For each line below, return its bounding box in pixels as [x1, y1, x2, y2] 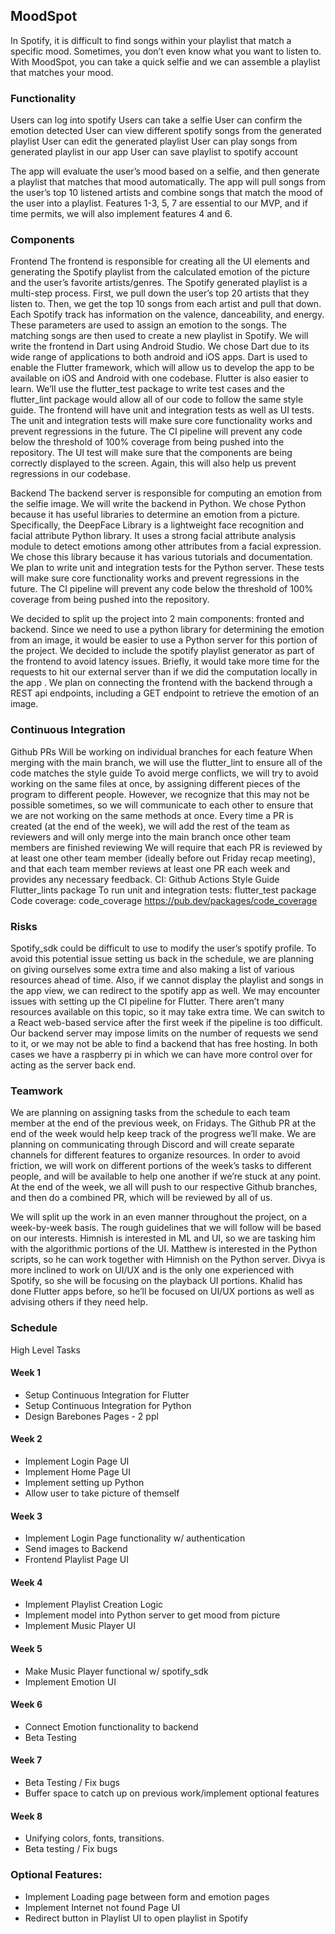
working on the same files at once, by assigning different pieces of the [10, 777, 301, 789]
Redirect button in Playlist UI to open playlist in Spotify [24, 1912, 249, 1924]
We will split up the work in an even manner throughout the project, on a [10, 1211, 308, 1223]
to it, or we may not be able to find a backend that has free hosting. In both [10, 1038, 318, 1049]
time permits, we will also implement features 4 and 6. [10, 208, 233, 220]
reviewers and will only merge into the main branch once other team [10, 830, 291, 843]
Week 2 [10, 1433, 43, 1445]
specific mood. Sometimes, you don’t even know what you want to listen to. [10, 45, 322, 57]
